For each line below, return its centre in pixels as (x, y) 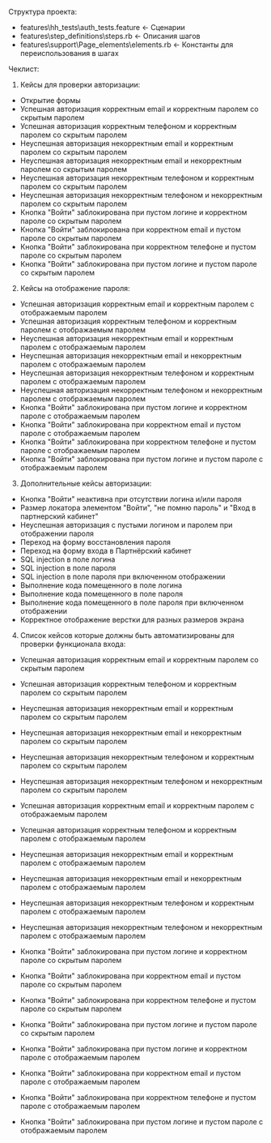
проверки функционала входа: (73, 644)
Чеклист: (24, 69)
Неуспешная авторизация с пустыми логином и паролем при (126, 525)
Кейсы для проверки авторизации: (80, 85)
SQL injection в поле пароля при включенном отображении (123, 576)
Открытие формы (50, 100)
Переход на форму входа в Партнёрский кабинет (106, 551)
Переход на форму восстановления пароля (95, 542)
